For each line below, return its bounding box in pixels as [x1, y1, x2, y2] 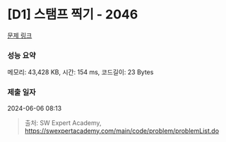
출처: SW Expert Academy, [24, 118, 102, 127]
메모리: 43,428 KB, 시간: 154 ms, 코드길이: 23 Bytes [7, 68, 154, 76]
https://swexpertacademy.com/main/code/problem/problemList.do [24, 126, 220, 135]
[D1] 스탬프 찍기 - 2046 [7, 6, 138, 23]
